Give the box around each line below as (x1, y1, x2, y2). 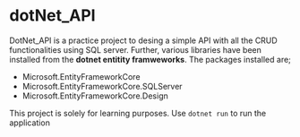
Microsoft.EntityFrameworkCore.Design (21, 90, 168, 101)
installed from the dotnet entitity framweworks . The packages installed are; (9, 54, 291, 64)
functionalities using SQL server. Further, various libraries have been (9, 44, 262, 55)
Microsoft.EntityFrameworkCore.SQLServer (21, 81, 183, 91)
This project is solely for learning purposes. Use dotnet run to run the (9, 107, 267, 118)
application (9, 117, 51, 128)
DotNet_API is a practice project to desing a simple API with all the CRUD (9, 35, 278, 46)
